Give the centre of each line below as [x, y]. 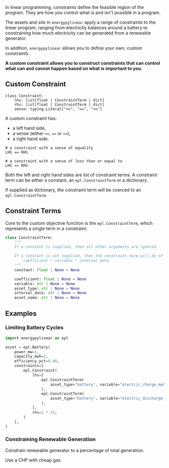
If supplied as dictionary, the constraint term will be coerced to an [73, 190]
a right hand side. [31, 139]
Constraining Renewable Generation [51, 439]
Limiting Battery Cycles [34, 327]
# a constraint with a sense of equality [49, 148]
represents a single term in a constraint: [47, 228]
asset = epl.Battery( [28, 347]
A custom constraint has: [31, 118]
